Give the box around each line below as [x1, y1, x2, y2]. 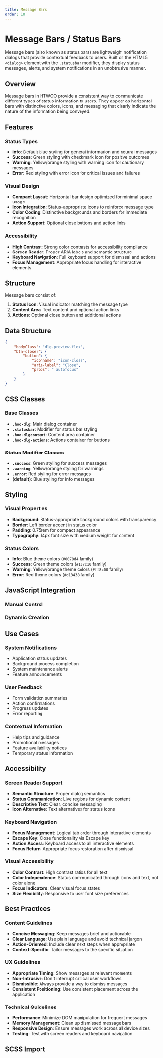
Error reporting [12, 711, 43, 717]
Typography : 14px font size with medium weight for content [12, 532, 135, 538]
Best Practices [5, 905, 51, 913]
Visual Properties [5, 505, 48, 512]
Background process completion [12, 660, 79, 666]
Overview [5, 80, 36, 88]
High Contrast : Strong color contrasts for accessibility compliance [12, 244, 148, 250]
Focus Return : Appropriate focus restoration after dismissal [12, 846, 134, 852]
